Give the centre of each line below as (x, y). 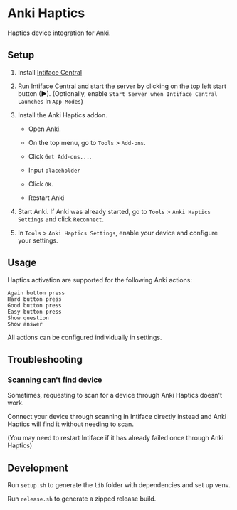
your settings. (38, 240)
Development (38, 468)
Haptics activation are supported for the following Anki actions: (100, 280)
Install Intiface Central (50, 72)
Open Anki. (45, 129)
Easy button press (35, 312)
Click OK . (41, 184)
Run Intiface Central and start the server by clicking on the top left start (122, 86)
